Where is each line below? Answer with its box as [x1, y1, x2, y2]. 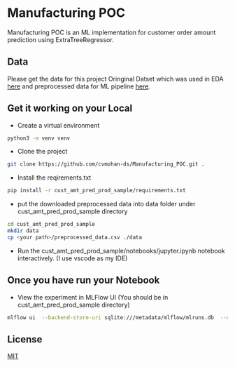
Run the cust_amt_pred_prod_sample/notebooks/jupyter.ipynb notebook [17, 246, 225, 255]
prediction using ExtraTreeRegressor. [7, 35, 114, 44]
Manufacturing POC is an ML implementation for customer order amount [7, 28, 216, 36]
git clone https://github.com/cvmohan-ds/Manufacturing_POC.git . [7, 161, 205, 168]
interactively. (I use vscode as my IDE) [17, 254, 128, 262]
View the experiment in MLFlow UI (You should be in [17, 293, 169, 301]
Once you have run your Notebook [7, 274, 160, 286]
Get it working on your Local [7, 102, 133, 114]
